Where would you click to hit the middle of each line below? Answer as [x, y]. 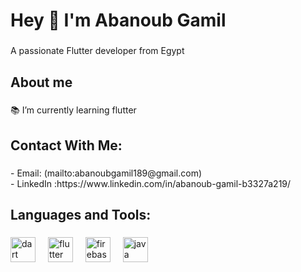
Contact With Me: [66, 145]
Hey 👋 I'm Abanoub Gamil [118, 20]
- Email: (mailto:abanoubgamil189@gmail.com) [106, 173]
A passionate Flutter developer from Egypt [97, 51]
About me [41, 82]
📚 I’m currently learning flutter [73, 110]
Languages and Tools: [81, 215]
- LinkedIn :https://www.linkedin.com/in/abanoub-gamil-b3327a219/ [151, 183]
